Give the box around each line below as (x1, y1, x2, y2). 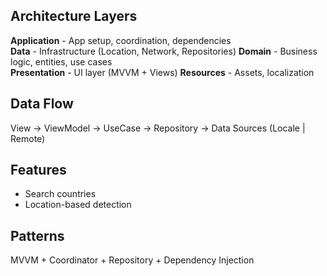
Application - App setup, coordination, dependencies (10, 34, 232, 46)
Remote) (10, 132, 46, 144)
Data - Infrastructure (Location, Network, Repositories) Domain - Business (10, 45, 318, 57)
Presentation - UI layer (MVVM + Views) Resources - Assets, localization (10, 66, 315, 78)
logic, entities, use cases (10, 55, 113, 68)
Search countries (24, 188, 97, 200)
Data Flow (10, 95, 74, 113)
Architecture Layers (10, 8, 138, 25)
